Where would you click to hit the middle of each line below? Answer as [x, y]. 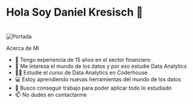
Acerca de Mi [23, 48]
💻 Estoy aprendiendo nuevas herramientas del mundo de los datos [98, 79]
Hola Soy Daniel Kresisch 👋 [75, 12]
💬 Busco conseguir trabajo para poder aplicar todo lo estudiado [93, 88]
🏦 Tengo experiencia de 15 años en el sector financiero [83, 60]
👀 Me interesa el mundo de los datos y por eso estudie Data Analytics [101, 66]
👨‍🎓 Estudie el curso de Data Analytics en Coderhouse [81, 73]
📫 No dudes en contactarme [51, 95]
